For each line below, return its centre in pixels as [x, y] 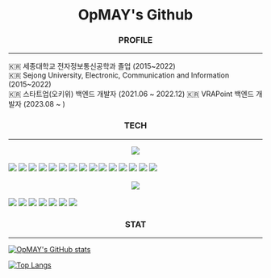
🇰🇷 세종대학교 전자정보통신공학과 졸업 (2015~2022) [92, 66]
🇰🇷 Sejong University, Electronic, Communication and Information [119, 75]
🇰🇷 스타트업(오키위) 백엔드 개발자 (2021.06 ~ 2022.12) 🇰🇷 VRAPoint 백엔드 [131, 94]
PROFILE [135, 40]
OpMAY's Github [135, 15]
